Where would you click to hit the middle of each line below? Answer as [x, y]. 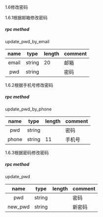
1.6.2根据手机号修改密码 [29, 85]
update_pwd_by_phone [28, 109]
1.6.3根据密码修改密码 [27, 152]
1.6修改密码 [17, 7]
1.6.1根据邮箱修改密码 [26, 18]
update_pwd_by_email [27, 41]
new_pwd [19, 207]
